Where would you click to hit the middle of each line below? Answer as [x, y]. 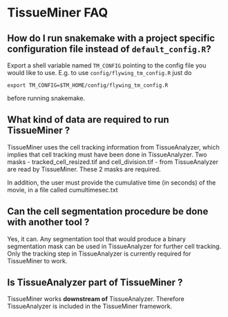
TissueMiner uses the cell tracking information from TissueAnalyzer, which [113, 147]
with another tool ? [48, 222]
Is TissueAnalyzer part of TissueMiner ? [95, 283]
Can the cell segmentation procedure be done [108, 212]
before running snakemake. [46, 98]
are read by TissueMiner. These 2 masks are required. [84, 169]
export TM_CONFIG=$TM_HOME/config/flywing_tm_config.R [88, 85]
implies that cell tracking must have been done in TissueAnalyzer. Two [107, 154]
